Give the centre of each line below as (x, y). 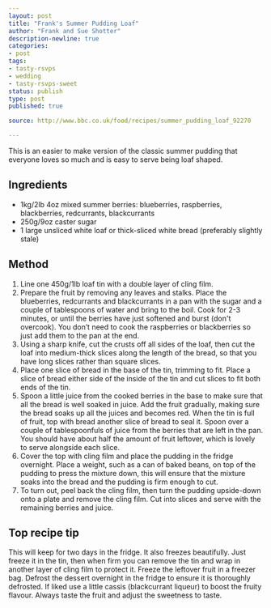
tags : (17, 62)
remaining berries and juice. (67, 508)
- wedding (25, 76)
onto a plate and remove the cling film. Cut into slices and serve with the (140, 499)
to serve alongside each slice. (70, 447)
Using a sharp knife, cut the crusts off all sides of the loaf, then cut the (138, 344)
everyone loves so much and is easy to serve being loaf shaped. (116, 159)
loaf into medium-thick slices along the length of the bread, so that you (138, 352)
